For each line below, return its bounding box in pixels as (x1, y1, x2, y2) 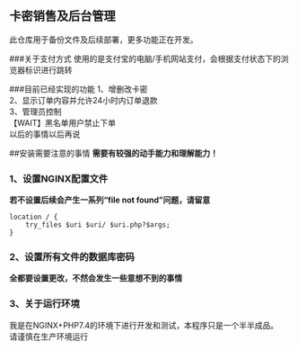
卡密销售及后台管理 (9, 8, 116, 24)
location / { (9, 212, 58, 222)
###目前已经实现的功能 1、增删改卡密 (9, 84, 148, 94)
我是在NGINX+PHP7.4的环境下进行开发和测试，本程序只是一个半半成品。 (9, 319, 279, 330)
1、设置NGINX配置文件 (9, 172, 109, 184)
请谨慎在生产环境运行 (9, 331, 88, 342)
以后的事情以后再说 (9, 129, 81, 139)
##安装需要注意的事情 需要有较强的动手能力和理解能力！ (9, 148, 218, 158)
